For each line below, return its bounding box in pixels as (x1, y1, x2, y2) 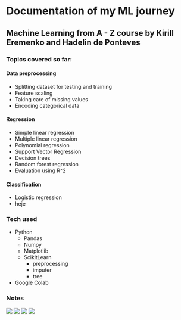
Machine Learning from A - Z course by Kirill (6, 28, 174, 38)
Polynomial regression (14, 141, 70, 148)
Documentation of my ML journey (6, 4, 176, 18)
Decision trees (14, 154, 51, 161)
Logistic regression (14, 194, 63, 201)
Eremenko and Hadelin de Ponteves (6, 37, 141, 47)
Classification (6, 181, 42, 188)
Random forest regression (14, 160, 79, 167)
